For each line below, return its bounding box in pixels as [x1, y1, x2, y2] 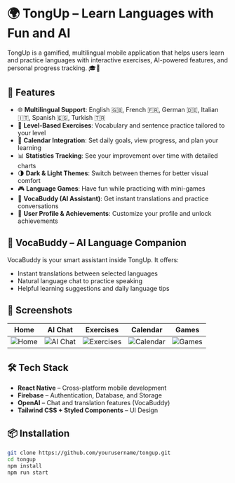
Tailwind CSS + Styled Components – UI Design [17, 406, 159, 414]
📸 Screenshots [7, 304, 73, 316]
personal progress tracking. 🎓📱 [7, 64, 100, 72]
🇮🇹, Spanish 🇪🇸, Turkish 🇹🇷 [17, 113, 106, 121]
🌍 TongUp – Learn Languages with [7, 6, 214, 22]
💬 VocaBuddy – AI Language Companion [7, 237, 187, 249]
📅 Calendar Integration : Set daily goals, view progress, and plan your [17, 136, 219, 144]
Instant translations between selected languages [17, 269, 158, 278]
